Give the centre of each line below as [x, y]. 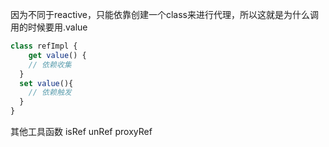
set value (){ [46, 83]
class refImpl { [44, 46]
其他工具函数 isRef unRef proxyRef [81, 131]
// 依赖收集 [50, 64]
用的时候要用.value [49, 27]
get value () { [57, 55]
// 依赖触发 [50, 93]
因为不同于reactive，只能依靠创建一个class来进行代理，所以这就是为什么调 [164, 14]
